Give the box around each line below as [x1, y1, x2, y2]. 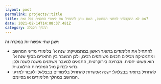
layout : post [5, 7, 32, 12]
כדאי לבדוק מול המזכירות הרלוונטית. [12, 64, 79, 70]
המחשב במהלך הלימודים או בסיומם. [12, 74, 79, 80]
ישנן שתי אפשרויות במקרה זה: [5, 39, 60, 44]
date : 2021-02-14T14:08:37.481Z [5, 21, 71, 26]
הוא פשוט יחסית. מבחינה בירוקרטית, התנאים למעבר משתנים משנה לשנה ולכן [12, 59, 154, 64]
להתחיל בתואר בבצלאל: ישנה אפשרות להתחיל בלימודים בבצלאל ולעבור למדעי [12, 69, 156, 75]
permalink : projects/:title [5, 12, 63, 17]
